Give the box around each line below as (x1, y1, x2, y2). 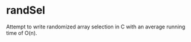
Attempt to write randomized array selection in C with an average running (6, 23, 186, 30)
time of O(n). (6, 29, 37, 36)
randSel (6, 4, 46, 17)
